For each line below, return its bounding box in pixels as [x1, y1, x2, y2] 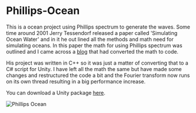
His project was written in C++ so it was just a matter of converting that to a [6, 59, 188, 66]
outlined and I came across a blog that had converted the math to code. [6, 48, 178, 55]
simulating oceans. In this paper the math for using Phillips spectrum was [6, 42, 183, 49]
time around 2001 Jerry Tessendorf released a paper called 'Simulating [6, 29, 178, 36]
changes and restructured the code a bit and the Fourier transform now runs [6, 72, 190, 79]
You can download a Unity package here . [6, 89, 106, 96]
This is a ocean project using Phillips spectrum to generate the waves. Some [6, 23, 190, 30]
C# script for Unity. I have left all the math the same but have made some [6, 65, 182, 72]
